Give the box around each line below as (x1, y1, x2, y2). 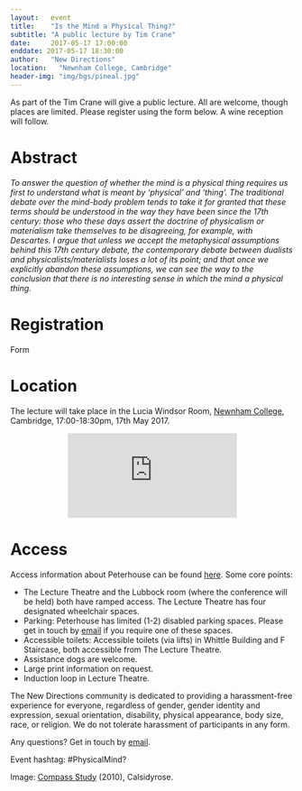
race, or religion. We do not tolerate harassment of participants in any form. (10, 719, 290, 730)
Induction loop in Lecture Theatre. (23, 673, 150, 684)
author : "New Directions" (10, 55, 116, 64)
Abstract (10, 147, 78, 168)
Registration (10, 314, 105, 335)
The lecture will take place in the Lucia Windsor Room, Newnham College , (10, 405, 285, 416)
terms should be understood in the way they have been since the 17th (10, 206, 270, 216)
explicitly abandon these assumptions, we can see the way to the (10, 263, 254, 274)
